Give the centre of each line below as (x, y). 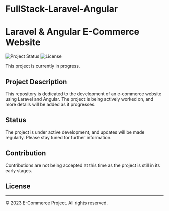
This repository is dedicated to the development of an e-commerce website (83, 94)
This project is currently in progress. (43, 66)
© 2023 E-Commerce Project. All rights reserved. (57, 203)
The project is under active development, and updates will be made (75, 132)
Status (16, 120)
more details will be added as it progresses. (50, 104)
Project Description (36, 81)
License (18, 186)
